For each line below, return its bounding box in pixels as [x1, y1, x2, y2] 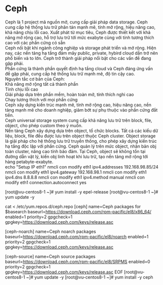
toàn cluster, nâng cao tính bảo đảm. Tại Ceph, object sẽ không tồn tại [5, 148, 146, 154]
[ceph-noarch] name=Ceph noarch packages [5, 228, 96, 234]
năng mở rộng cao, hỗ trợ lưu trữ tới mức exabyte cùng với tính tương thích [5, 35, 154, 40]
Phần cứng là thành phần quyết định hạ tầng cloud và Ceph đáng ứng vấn [5, 65, 153, 71]
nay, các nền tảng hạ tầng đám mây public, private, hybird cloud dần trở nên [5, 50, 158, 56]
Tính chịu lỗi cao [5, 86, 38, 92]
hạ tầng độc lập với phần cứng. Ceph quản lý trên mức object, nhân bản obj [5, 143, 157, 149]
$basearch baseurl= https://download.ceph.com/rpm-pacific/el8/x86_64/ [5, 209, 152, 214]
